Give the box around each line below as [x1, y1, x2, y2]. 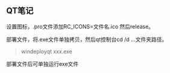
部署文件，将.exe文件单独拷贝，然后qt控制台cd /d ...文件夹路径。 [6, 36, 168, 43]
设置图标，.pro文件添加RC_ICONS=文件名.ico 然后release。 [6, 23, 154, 30]
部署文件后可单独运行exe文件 [6, 60, 79, 68]
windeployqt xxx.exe [20, 48, 72, 55]
